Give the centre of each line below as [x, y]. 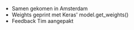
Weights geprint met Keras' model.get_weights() [70, 15]
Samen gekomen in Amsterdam [50, 9]
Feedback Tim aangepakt [42, 21]
